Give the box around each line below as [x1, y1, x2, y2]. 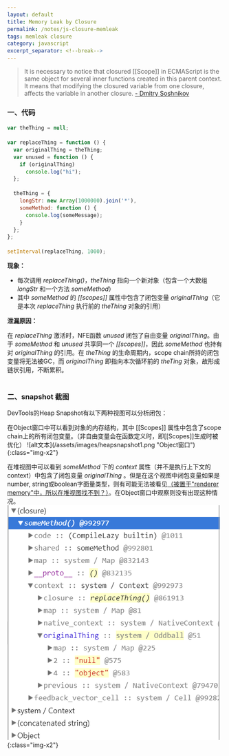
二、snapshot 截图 [7, 391, 69, 401]
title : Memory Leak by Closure [7, 18, 97, 25]
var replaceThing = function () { [7, 139, 107, 146]
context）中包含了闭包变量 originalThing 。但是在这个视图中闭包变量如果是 [7, 471, 220, 480]
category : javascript [7, 40, 69, 48]
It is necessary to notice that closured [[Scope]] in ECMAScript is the [23, 68, 220, 75]
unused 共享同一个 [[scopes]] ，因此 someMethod [61, 340, 203, 348]
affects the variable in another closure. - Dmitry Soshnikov [23, 90, 190, 97]
